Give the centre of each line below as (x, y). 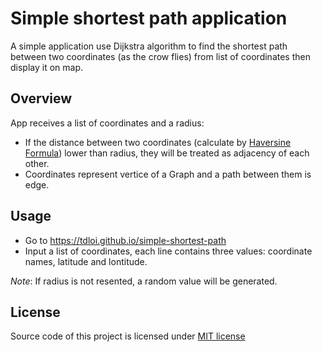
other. (37, 163)
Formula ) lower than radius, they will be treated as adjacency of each (167, 153)
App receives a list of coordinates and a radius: (107, 123)
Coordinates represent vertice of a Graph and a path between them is (168, 174)
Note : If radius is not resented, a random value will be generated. (144, 281)
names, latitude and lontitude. (86, 261)
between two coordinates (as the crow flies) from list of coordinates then (160, 56)
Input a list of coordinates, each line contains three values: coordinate (168, 251)
